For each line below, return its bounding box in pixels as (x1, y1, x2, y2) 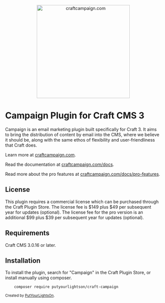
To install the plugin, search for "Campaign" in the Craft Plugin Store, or (5, 270, 151, 276)
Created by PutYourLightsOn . (5, 293, 55, 298)
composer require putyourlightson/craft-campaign (14, 285, 119, 290)
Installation (5, 256, 41, 265)
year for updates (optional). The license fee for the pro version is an (5, 209, 144, 215)
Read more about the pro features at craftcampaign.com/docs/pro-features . (5, 171, 160, 177)
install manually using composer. (5, 275, 72, 281)
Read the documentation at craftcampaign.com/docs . (5, 161, 114, 167)
